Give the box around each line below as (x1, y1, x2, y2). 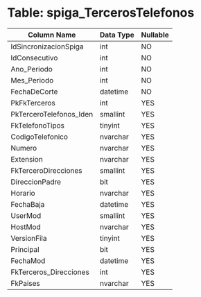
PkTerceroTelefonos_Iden (10, 109, 94, 119)
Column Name (27, 30, 76, 40)
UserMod (10, 210, 42, 220)
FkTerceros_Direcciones (10, 267, 90, 277)
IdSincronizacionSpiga (10, 42, 85, 51)
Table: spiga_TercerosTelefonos (7, 5, 195, 21)
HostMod (10, 222, 42, 232)
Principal (10, 244, 40, 254)
